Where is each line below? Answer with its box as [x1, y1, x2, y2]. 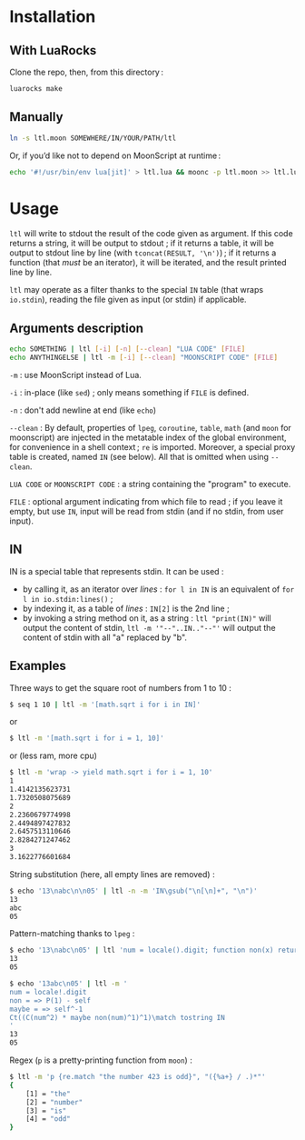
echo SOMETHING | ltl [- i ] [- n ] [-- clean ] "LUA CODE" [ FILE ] [9, 345, 246, 354]
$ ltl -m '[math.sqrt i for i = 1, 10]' [9, 734, 165, 743]
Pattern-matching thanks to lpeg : [9, 928, 135, 939]
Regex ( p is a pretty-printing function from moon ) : [9, 1055, 192, 1065]
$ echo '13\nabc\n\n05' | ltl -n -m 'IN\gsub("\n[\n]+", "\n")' [9, 886, 258, 895]
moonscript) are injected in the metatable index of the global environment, [9, 432, 288, 443]
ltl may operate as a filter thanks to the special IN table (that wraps [9, 285, 264, 295]
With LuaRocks [9, 43, 97, 58]
